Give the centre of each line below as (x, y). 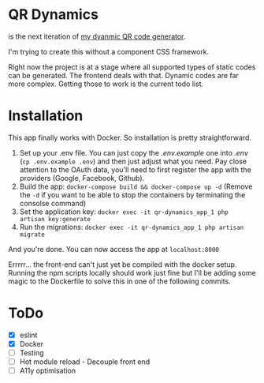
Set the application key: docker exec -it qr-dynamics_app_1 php (124, 212)
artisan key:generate (55, 219)
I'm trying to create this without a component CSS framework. (109, 51)
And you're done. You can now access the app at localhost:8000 (113, 249)
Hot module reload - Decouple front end (85, 362)
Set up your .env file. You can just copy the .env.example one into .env (134, 152)
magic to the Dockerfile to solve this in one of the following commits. (119, 281)
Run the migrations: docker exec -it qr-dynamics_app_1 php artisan (132, 227)
